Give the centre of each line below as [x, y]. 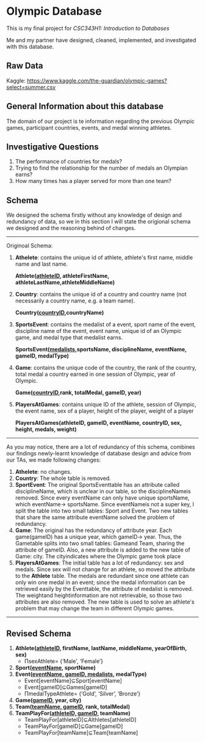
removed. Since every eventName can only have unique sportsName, [102, 498]
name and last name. [41, 264]
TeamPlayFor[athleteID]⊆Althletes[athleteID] [80, 720]
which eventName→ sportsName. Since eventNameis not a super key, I [104, 504]
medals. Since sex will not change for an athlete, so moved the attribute [105, 569]
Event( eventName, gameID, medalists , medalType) [81, 674]
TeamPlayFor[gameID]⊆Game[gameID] [74, 726]
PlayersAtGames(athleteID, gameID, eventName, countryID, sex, [98, 423]
